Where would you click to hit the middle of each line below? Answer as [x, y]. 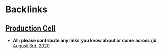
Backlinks [26, 9]
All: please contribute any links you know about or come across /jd [85, 40]
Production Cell [30, 28]
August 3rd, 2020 [31, 46]
